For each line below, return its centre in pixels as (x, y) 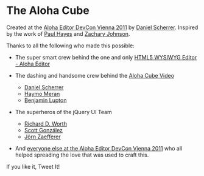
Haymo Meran (42, 93)
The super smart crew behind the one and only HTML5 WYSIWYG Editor (106, 57)
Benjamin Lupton (45, 100)
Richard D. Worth (45, 124)
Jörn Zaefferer (42, 137)
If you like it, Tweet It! (33, 166)
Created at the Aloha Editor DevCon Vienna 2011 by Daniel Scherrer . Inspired (102, 27)
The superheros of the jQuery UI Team (64, 112)
